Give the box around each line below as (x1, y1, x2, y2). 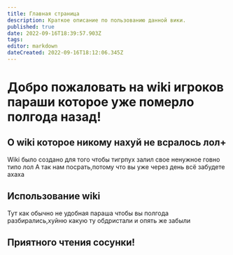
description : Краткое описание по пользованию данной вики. (7, 17, 187, 24)
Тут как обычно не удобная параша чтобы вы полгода (7, 209, 169, 217)
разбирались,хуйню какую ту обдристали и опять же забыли (7, 216, 191, 224)
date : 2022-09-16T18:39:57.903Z (7, 29, 101, 37)
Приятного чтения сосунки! (7, 237, 135, 249)
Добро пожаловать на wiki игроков (7, 80, 224, 95)
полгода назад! (7, 109, 101, 125)
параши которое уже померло (7, 94, 195, 110)
